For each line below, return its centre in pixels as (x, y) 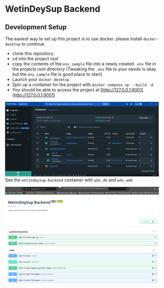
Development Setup (36, 27)
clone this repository (33, 53)
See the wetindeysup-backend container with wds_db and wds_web (69, 180)
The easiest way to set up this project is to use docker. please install (74, 39)
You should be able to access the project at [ (57, 90)
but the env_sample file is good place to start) (57, 74)
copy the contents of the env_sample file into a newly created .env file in (84, 64)
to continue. (34, 44)
